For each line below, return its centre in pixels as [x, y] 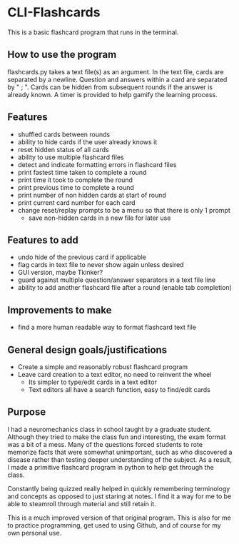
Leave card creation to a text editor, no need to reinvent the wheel [115, 374]
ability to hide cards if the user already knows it [87, 142]
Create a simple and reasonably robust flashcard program [103, 367]
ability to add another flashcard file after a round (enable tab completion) [124, 288]
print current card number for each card [76, 202]
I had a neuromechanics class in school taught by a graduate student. [110, 429]
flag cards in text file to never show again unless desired [101, 265]
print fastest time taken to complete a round [82, 172]
